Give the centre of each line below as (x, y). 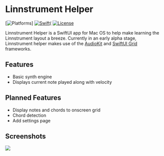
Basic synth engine (32, 77)
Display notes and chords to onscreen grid (56, 110)
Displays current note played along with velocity (62, 82)
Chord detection (29, 115)
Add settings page (32, 120)
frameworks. (18, 49)
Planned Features (33, 98)
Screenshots (26, 136)
